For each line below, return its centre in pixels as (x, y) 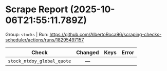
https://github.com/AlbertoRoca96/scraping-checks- (106, 34)
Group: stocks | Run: (27, 34)
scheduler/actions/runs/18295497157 (45, 40)
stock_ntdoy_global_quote (40, 61)
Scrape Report (37, 9)
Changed (88, 52)
